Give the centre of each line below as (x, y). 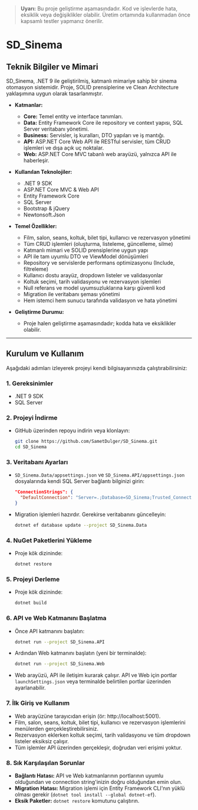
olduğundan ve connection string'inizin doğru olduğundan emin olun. (98, 782)
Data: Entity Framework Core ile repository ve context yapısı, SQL (103, 123)
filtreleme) (36, 269)
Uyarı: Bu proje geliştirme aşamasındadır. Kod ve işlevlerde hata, (99, 9)
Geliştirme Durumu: (39, 312)
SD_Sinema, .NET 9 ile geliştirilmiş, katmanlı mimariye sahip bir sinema (91, 81)
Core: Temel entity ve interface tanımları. (73, 116)
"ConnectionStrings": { (44, 492)
